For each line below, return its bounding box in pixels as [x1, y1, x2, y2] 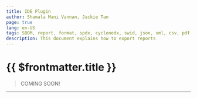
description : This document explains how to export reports [6, 36, 157, 41]
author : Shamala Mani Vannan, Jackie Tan [6, 14, 109, 20]
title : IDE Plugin [6, 8, 51, 15]
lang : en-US [6, 24, 35, 31]
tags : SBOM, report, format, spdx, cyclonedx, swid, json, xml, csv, [6, 30, 180, 36]
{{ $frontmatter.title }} [6, 61, 117, 74]
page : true [6, 19, 33, 25]
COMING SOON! [20, 80, 60, 87]
